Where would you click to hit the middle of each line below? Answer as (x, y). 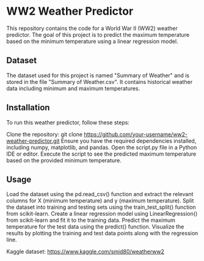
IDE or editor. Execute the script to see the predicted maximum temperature (101, 154)
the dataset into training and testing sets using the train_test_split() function (101, 207)
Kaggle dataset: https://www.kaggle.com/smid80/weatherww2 (86, 252)
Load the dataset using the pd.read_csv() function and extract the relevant (100, 194)
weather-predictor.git (33, 141)
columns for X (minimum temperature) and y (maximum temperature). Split (100, 201)
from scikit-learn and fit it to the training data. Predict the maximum (91, 220)
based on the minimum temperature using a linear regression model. (92, 41)
